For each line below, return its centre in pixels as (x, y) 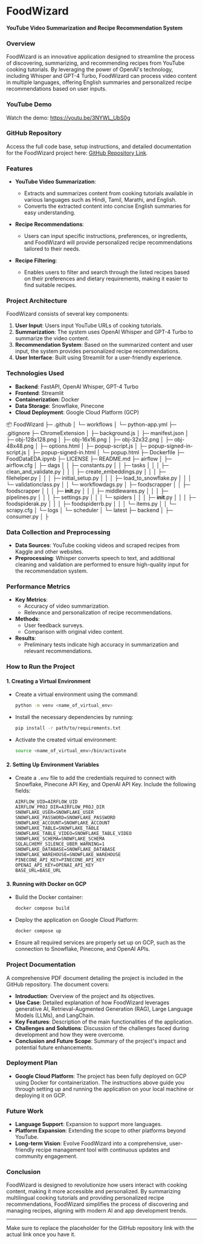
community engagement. (46, 1156)
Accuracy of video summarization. (67, 606)
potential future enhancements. (54, 1047)
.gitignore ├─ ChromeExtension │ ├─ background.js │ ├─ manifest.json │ (98, 433)
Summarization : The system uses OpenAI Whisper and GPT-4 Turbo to (104, 332)
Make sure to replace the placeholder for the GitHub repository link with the (100, 1228)
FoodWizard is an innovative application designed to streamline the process (101, 57)
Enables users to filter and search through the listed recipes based (107, 272)
